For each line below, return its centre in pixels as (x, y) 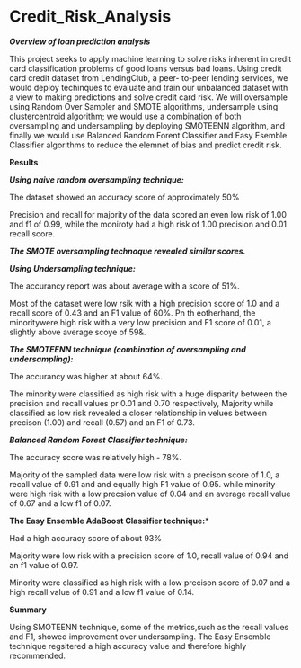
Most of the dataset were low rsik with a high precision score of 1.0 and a (145, 303)
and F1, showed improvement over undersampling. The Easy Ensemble (140, 637)
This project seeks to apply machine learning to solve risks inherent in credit (150, 58)
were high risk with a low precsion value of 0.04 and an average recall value (150, 494)
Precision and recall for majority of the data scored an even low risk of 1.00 (148, 214)
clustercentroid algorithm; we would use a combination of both (125, 116)
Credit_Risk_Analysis (90, 17)
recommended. (37, 655)
